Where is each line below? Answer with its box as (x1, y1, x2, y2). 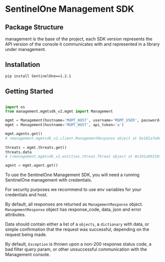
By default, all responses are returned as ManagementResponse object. (5, 201, 143, 207)
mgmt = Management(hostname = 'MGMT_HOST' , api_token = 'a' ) (5, 123, 124, 128)
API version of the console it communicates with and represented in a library (5, 41, 160, 47)
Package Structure (5, 23, 64, 31)
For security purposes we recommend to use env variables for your (5, 186, 141, 192)
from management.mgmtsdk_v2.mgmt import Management (5, 109, 113, 114)
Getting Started (5, 87, 54, 96)
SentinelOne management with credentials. (5, 177, 92, 183)
